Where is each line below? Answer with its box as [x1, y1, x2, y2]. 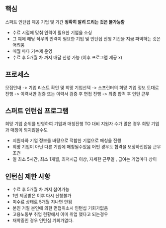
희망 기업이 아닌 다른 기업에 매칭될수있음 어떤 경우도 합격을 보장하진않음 [12, 144, 152, 150]
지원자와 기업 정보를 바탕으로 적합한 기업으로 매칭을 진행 [12, 137, 122, 143]
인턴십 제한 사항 [5, 172, 51, 181]
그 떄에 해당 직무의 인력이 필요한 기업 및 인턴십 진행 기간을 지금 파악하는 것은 [12, 35, 161, 41]
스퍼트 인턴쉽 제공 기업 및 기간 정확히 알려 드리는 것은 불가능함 [5, 19, 125, 25]
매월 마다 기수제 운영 [12, 48, 53, 54]
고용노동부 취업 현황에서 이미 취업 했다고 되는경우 [12, 211, 108, 218]
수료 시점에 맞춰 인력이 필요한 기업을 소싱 [12, 29, 92, 35]
